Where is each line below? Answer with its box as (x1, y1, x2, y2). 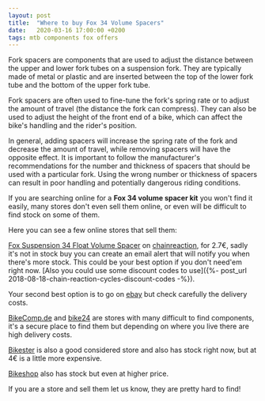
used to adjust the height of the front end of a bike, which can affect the (8, 112, 243, 122)
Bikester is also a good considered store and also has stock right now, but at (8, 345, 257, 355)
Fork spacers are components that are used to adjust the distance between (8, 55, 253, 65)
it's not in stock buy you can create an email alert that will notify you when (8, 249, 251, 259)
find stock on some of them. (8, 210, 100, 219)
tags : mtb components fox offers (8, 33, 119, 42)
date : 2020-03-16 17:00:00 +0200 (8, 26, 126, 34)
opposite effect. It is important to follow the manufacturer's (8, 153, 200, 163)
